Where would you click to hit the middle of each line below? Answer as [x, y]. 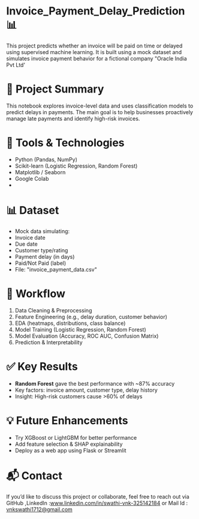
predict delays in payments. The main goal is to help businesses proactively [100, 112]
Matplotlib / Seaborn [40, 172]
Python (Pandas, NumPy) [46, 159]
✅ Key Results [42, 366]
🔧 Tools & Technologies [65, 143]
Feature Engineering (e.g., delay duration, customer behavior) [91, 317]
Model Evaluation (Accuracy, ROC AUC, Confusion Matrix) [87, 336]
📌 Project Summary [55, 89]
